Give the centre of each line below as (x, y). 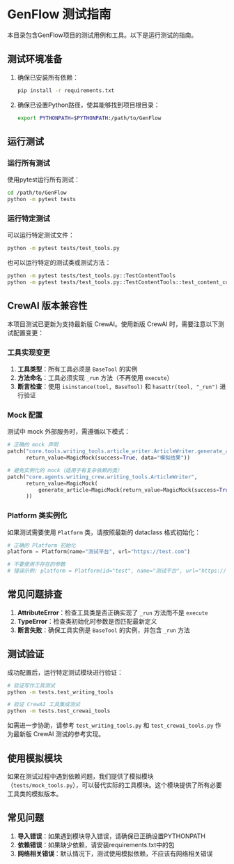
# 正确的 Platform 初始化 (42, 546)
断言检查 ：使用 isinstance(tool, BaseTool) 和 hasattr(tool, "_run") (118, 386)
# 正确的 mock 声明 (33, 445)
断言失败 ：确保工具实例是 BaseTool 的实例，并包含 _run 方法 (103, 630)
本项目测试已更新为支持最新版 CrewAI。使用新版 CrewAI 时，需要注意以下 (113, 324)
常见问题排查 (35, 594)
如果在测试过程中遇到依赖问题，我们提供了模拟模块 (80, 776)
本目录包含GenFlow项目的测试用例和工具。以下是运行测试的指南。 (102, 35)
